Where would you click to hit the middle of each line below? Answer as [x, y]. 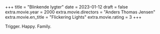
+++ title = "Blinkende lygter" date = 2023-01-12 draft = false [67, 7]
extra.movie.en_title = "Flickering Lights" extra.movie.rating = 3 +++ [73, 17]
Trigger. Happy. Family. [28, 26]
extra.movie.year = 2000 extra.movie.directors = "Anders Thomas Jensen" [80, 12]
